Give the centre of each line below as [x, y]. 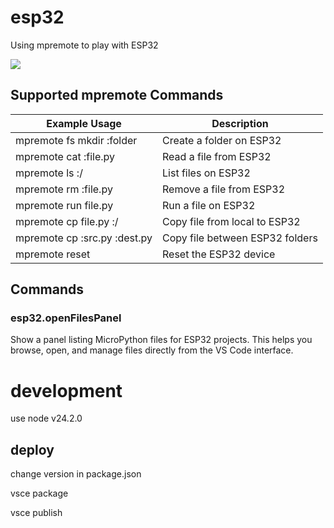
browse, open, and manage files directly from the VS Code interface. [152, 350]
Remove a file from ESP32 [224, 189]
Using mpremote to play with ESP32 [84, 45]
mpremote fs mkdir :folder [76, 140]
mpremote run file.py [64, 205]
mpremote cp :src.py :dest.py [84, 238]
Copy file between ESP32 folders [240, 238]
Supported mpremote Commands [117, 95]
